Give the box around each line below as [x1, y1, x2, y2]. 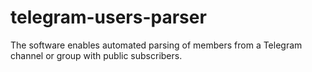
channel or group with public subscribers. [10, 49, 183, 61]
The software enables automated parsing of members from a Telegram [10, 39, 303, 51]
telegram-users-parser [10, 6, 207, 29]
